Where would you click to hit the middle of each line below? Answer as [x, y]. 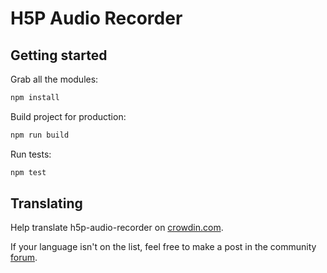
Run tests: [31, 154]
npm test [28, 172]
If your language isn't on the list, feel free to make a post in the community [163, 247]
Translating [46, 203]
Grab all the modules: [54, 79]
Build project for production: [68, 116]
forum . [24, 258]
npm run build [40, 135]
